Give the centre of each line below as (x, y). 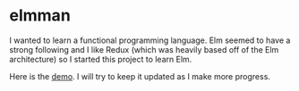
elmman (40, 16)
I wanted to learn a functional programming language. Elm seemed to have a (150, 40)
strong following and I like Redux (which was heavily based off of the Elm (144, 49)
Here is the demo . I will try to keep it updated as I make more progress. (140, 76)
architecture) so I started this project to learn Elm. (101, 59)
